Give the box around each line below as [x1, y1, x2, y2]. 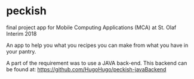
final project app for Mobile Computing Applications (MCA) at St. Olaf [6, 24, 177, 31]
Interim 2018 [6, 30, 37, 37]
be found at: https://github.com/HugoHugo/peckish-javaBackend [6, 65, 167, 72]
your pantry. [6, 48, 36, 55]
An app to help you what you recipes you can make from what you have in [6, 42, 189, 49]
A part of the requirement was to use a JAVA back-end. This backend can [6, 59, 187, 67]
